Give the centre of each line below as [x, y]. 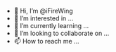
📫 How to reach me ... [46, 41]
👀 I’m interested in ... [44, 18]
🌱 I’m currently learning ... [51, 26]
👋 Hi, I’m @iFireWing [44, 11]
